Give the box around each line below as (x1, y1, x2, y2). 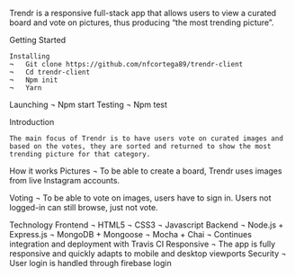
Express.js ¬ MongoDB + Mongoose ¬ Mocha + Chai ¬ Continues (9, 229, 252, 239)
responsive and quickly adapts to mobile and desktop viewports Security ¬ (9, 248, 287, 259)
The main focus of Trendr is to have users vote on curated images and (9, 134, 283, 143)
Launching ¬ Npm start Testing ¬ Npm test (9, 99, 168, 110)
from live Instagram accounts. (9, 175, 120, 185)
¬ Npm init (9, 76, 58, 85)
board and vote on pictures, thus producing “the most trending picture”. (9, 17, 274, 28)
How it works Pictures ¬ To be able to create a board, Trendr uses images (9, 165, 282, 176)
